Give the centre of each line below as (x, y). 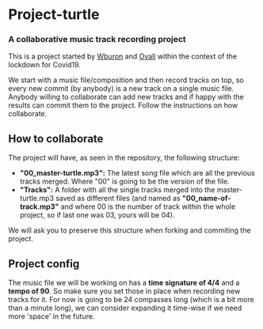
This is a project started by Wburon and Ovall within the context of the (123, 56)
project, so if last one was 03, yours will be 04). (97, 215)
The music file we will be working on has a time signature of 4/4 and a (124, 283)
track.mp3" (39, 206)
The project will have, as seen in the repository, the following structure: (124, 158)
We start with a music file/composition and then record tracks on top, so (126, 80)
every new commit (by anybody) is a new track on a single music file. (121, 89)
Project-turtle (54, 15)
